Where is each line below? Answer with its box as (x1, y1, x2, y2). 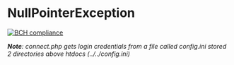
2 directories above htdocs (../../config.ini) (7, 49, 131, 58)
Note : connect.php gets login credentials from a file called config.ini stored (7, 42, 227, 50)
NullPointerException (7, 5, 136, 21)
